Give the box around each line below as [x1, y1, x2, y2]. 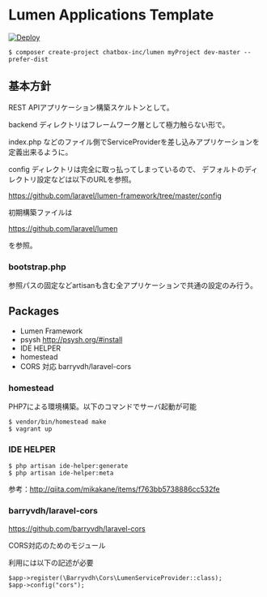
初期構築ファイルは [8, 207, 73, 217]
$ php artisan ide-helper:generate [8, 462, 129, 470]
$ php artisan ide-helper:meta [8, 469, 114, 478]
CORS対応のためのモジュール [8, 540, 106, 550]
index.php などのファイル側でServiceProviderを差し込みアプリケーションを [8, 136, 261, 147]
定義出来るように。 [8, 147, 73, 157]
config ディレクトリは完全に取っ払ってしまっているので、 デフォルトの [8, 164, 245, 174]
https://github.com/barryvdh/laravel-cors [8, 523, 146, 533]
